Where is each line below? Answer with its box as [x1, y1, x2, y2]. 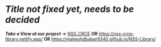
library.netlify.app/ [5, 36, 43, 42]
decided [5, 14, 40, 25]
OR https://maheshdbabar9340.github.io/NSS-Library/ [43, 36, 156, 42]
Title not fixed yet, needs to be [5, 3, 134, 15]
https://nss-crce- [98, 30, 134, 36]
